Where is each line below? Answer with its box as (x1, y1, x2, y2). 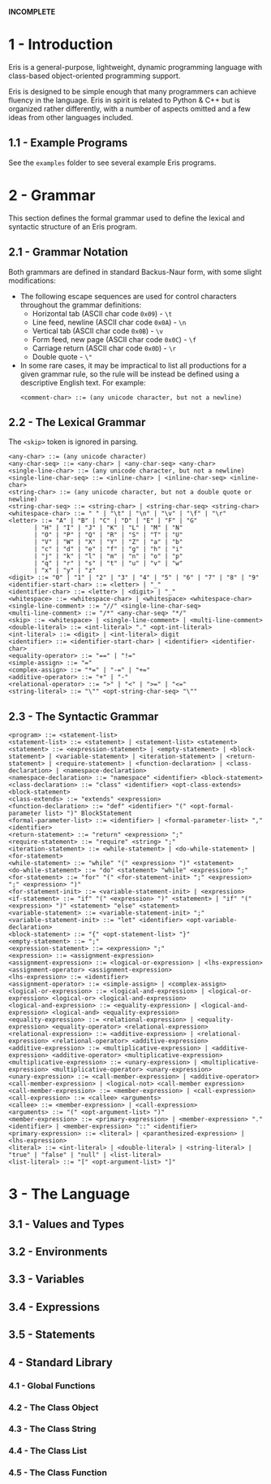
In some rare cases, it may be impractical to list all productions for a (19, 360, 247, 370)
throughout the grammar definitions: (19, 300, 142, 310)
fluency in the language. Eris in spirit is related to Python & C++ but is (8, 95, 241, 105)
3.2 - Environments (8, 1245, 108, 1259)
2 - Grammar (8, 186, 96, 204)
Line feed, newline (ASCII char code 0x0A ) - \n (32, 317, 187, 327)
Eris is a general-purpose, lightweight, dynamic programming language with (8, 62, 262, 72)
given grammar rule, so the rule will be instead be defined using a (19, 369, 239, 379)
